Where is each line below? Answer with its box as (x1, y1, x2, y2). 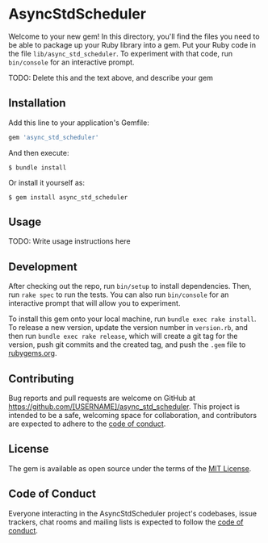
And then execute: (8, 148, 69, 157)
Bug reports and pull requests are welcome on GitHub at (8, 393, 196, 403)
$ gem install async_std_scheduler (8, 193, 128, 202)
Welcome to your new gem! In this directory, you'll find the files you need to (8, 31, 260, 41)
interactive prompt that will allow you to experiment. (8, 299, 181, 308)
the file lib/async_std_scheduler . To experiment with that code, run (8, 48, 232, 58)
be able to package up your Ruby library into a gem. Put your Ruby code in (8, 40, 257, 49)
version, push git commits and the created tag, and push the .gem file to (8, 340, 246, 349)
